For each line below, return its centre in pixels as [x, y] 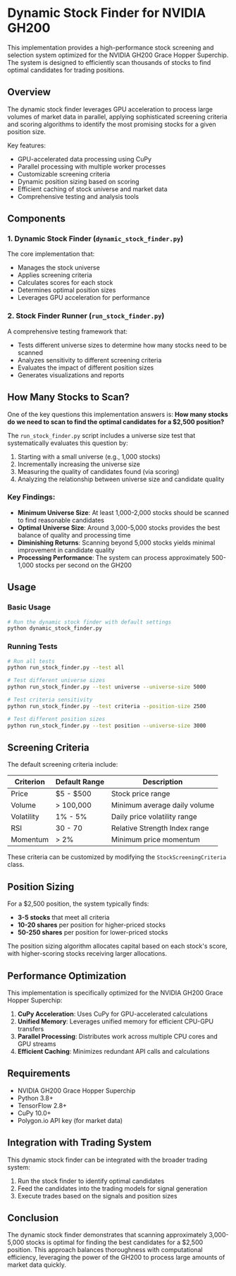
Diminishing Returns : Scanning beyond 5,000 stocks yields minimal [116, 542]
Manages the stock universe [58, 268]
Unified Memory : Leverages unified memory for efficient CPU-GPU [115, 1021]
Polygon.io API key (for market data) [70, 1120]
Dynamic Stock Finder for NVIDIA [107, 13]
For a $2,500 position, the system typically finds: [78, 904]
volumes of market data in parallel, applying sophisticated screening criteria [117, 116]
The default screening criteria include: [63, 765]
